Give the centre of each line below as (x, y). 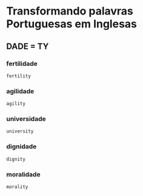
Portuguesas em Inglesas (72, 24)
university (20, 131)
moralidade (23, 174)
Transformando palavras (70, 11)
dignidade (22, 146)
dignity (16, 159)
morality (17, 187)
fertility (19, 76)
